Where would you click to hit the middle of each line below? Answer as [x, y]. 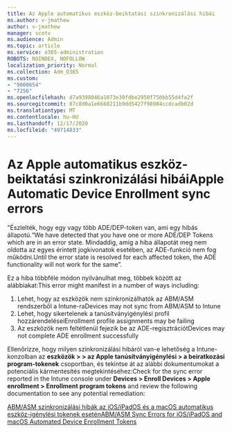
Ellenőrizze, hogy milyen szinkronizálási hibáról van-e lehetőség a [101, 349]
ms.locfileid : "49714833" [44, 130]
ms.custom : [23, 78]
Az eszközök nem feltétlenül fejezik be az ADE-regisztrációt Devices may [121, 329]
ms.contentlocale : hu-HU [43, 117]
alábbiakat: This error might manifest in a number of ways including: [103, 285]
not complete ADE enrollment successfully [78, 336]
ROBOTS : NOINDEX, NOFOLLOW [46, 59]
